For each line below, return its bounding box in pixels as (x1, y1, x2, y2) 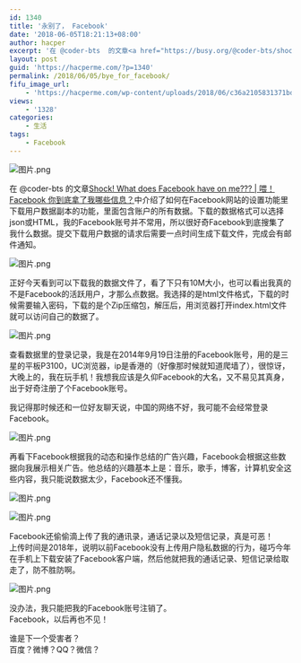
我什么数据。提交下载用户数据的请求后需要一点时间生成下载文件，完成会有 (9, 228, 284, 239)
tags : (9, 130, 30, 139)
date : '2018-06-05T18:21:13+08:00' (9, 30, 142, 39)
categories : (9, 113, 54, 122)
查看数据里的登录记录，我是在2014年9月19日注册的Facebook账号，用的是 (9, 349, 281, 360)
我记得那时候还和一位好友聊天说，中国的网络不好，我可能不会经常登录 (9, 401, 269, 413)
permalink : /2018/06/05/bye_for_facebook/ (9, 72, 170, 81)
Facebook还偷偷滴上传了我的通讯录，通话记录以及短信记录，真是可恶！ (9, 530, 273, 541)
